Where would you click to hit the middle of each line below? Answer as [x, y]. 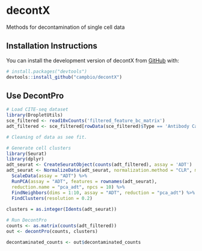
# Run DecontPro [26, 220]
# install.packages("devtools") [47, 71]
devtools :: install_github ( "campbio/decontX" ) [64, 77]
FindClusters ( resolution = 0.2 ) [52, 198]
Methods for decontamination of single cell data [66, 27]
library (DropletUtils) [35, 115]
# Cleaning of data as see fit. [47, 137]
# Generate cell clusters [38, 148]
